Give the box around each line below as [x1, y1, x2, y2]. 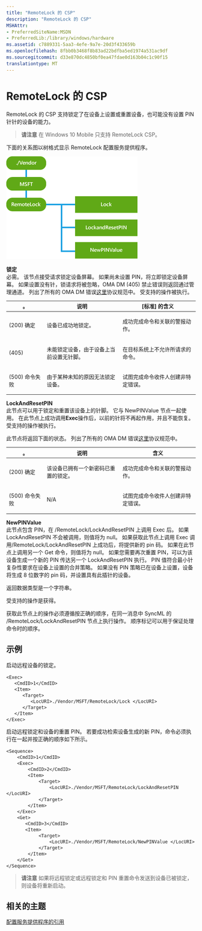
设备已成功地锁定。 [46, 322, 94, 329]
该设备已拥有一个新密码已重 [46, 465, 115, 472]
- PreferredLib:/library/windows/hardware [6, 35, 114, 42]
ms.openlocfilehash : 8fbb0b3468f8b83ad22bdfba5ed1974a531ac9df [6, 48, 168, 54]
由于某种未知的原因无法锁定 [46, 373, 115, 380]
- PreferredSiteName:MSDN [6, 29, 71, 35]
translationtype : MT [6, 60, 58, 66]
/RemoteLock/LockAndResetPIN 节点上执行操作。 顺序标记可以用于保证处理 [6, 617, 194, 624]
